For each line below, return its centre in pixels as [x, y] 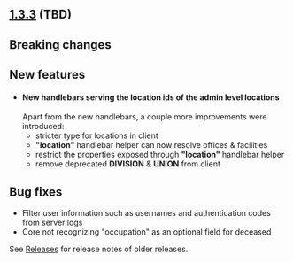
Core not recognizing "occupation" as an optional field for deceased [146, 232]
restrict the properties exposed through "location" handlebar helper [160, 155]
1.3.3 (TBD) [41, 15]
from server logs [52, 223]
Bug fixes [36, 192]
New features [47, 75]
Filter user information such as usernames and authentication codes [146, 213]
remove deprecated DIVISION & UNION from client [128, 164]
